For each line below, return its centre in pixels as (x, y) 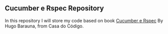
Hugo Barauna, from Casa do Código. (44, 26)
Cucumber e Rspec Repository (54, 8)
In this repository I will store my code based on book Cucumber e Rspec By (84, 20)
